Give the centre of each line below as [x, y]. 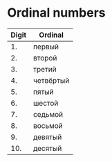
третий [45, 69]
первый [46, 47]
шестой [46, 103]
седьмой [48, 114]
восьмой [48, 125]
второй [45, 58]
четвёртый [52, 80]
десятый [48, 148]
